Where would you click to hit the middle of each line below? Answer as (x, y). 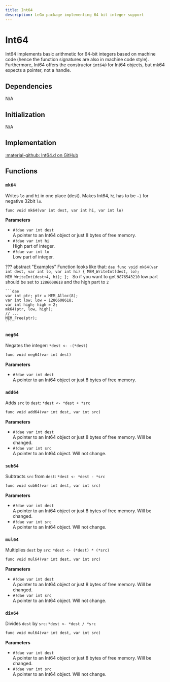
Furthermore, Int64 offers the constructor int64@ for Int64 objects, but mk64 (85, 65)
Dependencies (29, 86)
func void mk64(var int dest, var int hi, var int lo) (64, 210)
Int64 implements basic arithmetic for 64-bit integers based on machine (80, 54)
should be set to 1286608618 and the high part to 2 (57, 282)
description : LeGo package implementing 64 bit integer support (75, 15)
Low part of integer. (33, 257)
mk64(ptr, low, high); (29, 309)
